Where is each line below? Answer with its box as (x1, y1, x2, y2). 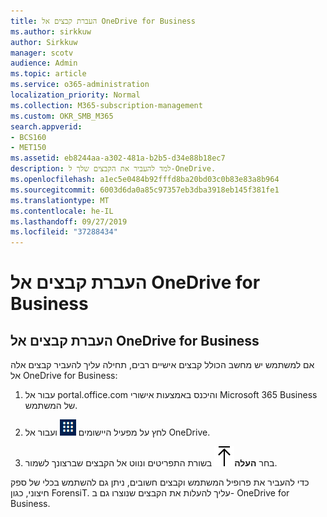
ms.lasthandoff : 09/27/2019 (10, 216, 128, 227)
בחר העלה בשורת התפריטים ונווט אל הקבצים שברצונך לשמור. (24, 457, 278, 469)
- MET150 (10, 143, 47, 153)
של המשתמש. (24, 400, 78, 412)
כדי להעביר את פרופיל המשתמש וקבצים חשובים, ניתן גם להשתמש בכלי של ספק (10, 476, 310, 489)
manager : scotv (10, 48, 74, 58)
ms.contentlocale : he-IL (10, 206, 114, 216)
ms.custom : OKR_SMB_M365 (10, 111, 114, 121)
